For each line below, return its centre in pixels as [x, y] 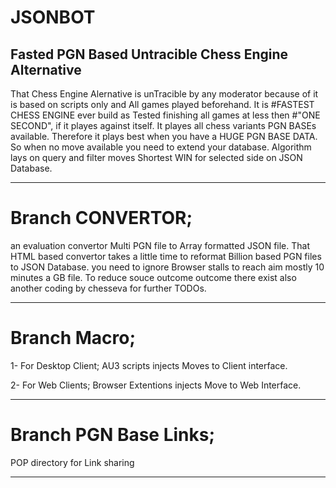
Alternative [46, 69]
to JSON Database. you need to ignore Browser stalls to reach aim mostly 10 [167, 267]
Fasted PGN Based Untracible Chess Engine [149, 54]
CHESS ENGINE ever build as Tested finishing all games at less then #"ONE [165, 115]
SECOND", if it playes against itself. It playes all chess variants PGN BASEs [163, 125]
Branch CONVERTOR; [101, 218]
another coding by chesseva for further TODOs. [108, 288]
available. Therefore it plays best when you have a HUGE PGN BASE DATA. [164, 136]
